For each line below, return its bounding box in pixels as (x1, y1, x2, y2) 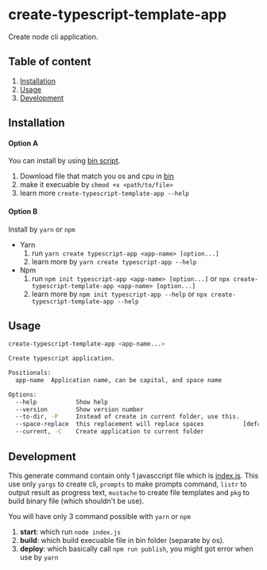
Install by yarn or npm (8, 224, 75, 234)
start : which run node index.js (19, 527, 122, 537)
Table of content (8, 55, 91, 68)
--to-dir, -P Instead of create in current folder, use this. (15, 412, 240, 421)
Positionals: (8, 369, 52, 377)
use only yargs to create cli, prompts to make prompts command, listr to (8, 479, 247, 489)
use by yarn (19, 552, 59, 562)
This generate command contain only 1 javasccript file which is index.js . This (8, 470, 259, 480)
